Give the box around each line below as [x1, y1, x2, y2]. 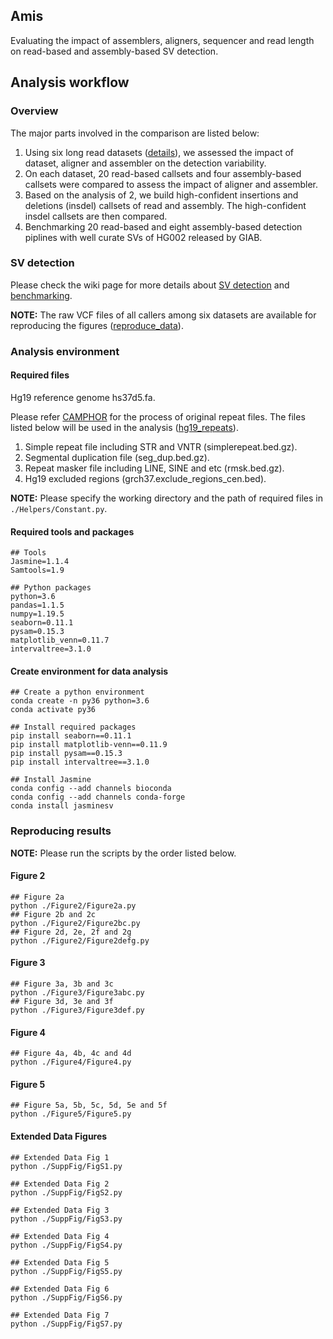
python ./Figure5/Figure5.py [10, 1109, 132, 1119]
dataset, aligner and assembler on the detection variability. [24, 157, 267, 169]
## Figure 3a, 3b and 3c [10, 979, 114, 989]
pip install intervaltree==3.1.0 [10, 757, 150, 768]
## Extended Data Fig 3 [10, 1205, 110, 1215]
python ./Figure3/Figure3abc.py [10, 988, 145, 998]
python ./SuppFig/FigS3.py [10, 1214, 123, 1224]
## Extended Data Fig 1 [10, 1152, 110, 1163]
